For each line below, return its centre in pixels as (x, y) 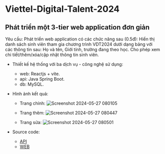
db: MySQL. (32, 84)
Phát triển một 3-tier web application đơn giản (77, 27)
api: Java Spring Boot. (42, 79)
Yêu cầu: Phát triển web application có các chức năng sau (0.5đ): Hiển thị (80, 39)
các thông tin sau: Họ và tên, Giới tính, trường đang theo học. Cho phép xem (83, 49)
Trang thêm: (32, 113)
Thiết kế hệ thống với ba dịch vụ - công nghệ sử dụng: (68, 64)
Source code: (26, 132)
